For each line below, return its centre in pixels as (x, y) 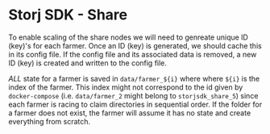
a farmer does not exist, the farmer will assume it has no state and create (130, 113)
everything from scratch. (50, 121)
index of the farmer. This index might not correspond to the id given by (126, 87)
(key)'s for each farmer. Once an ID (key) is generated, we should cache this (135, 45)
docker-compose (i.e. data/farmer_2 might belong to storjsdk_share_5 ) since (133, 95)
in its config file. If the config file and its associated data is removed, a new (133, 54)
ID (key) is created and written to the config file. (88, 63)
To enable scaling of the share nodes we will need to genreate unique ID (128, 37)
